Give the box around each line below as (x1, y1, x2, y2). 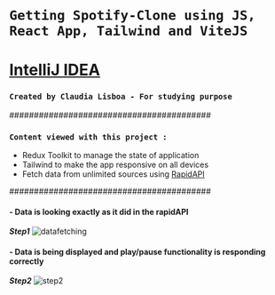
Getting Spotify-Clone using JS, (9, 7, 256, 24)
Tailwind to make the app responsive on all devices (21, 159, 209, 170)
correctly (9, 256, 44, 267)
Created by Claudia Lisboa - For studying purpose (9, 92, 232, 102)
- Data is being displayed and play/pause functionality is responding (9, 246, 266, 257)
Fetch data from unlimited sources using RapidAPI (21, 168, 206, 179)
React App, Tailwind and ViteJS (9, 23, 248, 40)
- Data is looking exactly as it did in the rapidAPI (9, 206, 189, 217)
